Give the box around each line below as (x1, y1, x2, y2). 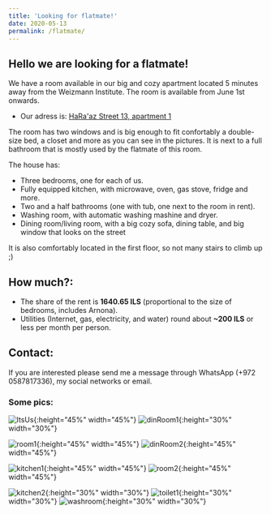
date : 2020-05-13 (8, 19, 67, 28)
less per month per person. (19, 323, 111, 332)
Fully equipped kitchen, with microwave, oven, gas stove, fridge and (19, 184, 248, 195)
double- (227, 127, 255, 137)
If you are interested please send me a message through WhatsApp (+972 (8, 367, 256, 377)
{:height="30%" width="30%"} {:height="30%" (45, 488, 233, 498)
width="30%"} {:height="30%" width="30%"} (8, 496, 207, 507)
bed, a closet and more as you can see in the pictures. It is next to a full (24, 135, 262, 146)
